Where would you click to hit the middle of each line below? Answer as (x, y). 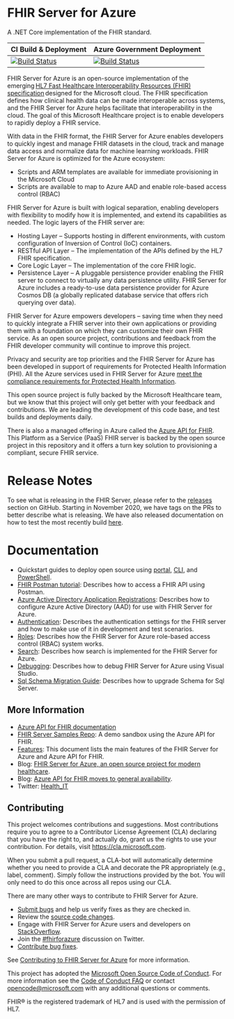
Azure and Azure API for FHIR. (61, 756)
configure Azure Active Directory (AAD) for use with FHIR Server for (115, 607)
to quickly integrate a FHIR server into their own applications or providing (112, 323)
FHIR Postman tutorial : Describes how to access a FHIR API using (111, 584)
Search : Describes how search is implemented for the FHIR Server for (117, 651)
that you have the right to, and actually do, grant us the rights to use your (112, 839)
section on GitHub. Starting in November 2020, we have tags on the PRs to (114, 507)
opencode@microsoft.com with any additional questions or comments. (109, 988)
